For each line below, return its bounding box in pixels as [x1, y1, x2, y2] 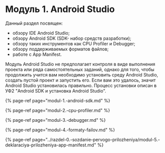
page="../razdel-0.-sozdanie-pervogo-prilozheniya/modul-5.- [32, 136, 160, 142]
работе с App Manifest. [12, 51, 62, 57]
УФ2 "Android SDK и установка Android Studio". [5, 88, 107, 94]
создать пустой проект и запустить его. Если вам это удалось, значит [5, 77, 156, 83]
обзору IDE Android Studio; [12, 30, 70, 36]
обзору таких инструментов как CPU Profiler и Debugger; [12, 40, 136, 46]
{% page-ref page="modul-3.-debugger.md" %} [5, 117, 106, 123]
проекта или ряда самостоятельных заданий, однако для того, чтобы [5, 66, 154, 72]
